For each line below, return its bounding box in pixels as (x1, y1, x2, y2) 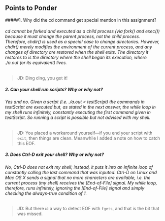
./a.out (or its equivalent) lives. (5, 60, 67, 66)
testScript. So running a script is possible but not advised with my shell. (5, 114, 151, 120)
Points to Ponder (5, 4, 58, 12)
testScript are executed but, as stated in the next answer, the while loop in (5, 104, 156, 110)
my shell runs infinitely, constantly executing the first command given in (5, 109, 151, 115)
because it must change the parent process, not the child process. (5, 34, 140, 39)
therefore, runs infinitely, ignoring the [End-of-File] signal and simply (5, 185, 145, 191)
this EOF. (17, 140, 36, 146)
